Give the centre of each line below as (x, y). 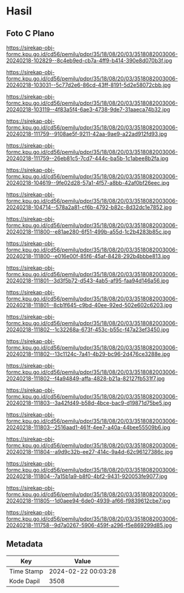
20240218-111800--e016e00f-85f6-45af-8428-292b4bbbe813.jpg (88, 256)
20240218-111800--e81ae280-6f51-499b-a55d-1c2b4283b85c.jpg (89, 232)
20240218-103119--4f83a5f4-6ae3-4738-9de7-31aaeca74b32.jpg (88, 109)
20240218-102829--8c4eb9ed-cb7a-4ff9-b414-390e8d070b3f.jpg (89, 61)
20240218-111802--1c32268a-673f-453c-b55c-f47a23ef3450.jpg (88, 330)
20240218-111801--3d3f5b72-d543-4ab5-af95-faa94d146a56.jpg (88, 281)
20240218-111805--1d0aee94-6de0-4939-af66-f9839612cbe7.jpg (88, 501)
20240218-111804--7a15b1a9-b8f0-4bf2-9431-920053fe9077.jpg (87, 476)
